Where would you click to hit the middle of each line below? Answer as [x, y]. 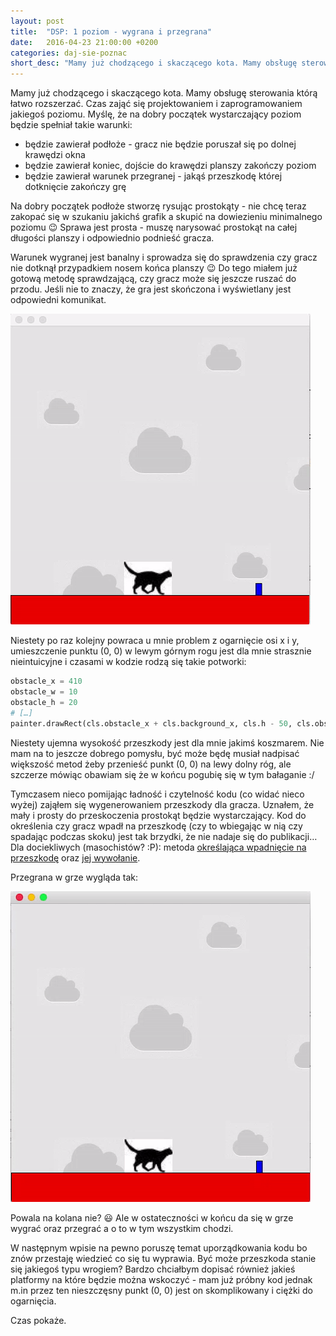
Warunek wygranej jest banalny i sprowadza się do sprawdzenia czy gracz [164, 257]
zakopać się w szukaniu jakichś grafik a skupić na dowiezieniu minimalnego [166, 217]
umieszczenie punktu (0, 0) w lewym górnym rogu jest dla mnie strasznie [161, 651]
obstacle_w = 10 [44, 692]
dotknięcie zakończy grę [75, 187]
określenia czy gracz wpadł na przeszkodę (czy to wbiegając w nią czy [156, 826]
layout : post [37, 21]
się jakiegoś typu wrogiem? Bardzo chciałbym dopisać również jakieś [153, 1269]
